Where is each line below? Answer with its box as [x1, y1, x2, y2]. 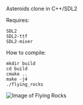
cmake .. [6, 71, 28, 77]
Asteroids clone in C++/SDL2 [6, 5, 78, 12]
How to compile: [6, 49, 46, 56]
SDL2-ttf [6, 33, 28, 39]
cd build [6, 66, 28, 72]
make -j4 [6, 76, 28, 82]
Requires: [6, 17, 30, 23]
